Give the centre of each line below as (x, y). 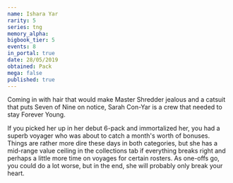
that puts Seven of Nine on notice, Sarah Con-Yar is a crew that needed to (115, 107)
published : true (31, 79)
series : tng (25, 27)
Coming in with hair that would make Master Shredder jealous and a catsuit (116, 100)
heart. (16, 173)
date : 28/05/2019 (33, 60)
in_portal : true (31, 54)
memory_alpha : (28, 34)
